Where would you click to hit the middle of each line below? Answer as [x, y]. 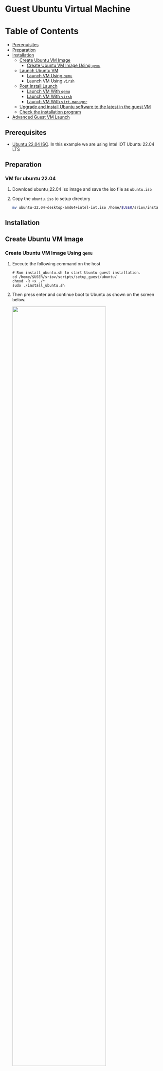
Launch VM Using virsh [50, 81]
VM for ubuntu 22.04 [30, 179]
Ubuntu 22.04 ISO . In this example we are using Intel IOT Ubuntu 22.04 [83, 144]
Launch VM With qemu [48, 92]
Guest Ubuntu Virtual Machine [68, 9]
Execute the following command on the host [56, 263]
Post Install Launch [38, 86]
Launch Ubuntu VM [39, 71]
